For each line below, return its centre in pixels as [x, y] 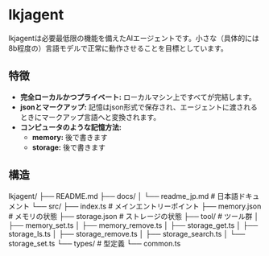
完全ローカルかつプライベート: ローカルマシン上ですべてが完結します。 [138, 97]
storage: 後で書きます [69, 147]
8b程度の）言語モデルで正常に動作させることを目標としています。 [118, 48]
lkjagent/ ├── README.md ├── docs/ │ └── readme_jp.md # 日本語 [124, 196]
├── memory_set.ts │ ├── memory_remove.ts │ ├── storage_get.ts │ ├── [133, 225]
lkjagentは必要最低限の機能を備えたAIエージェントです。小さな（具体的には [134, 38]
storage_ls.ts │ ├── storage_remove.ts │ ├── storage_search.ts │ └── [127, 233]
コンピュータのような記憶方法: [71, 127]
